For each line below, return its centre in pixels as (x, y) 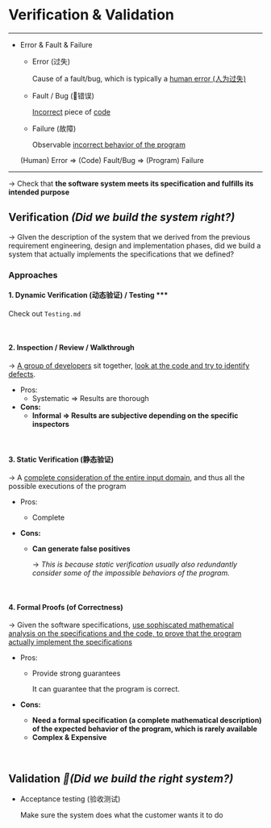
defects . (22, 374)
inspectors (51, 424)
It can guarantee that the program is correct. (106, 689)
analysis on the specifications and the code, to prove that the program (125, 634)
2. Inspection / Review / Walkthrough (71, 348)
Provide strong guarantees (76, 673)
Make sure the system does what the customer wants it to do (121, 815)
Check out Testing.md (45, 313)
